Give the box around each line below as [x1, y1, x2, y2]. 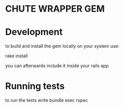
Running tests [5, 81, 65, 92]
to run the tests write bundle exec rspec [5, 97, 88, 103]
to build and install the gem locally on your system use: [5, 43, 119, 49]
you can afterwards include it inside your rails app [5, 63, 109, 69]
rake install [5, 53, 28, 59]
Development [5, 26, 63, 38]
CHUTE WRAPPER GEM [5, 3, 105, 15]
